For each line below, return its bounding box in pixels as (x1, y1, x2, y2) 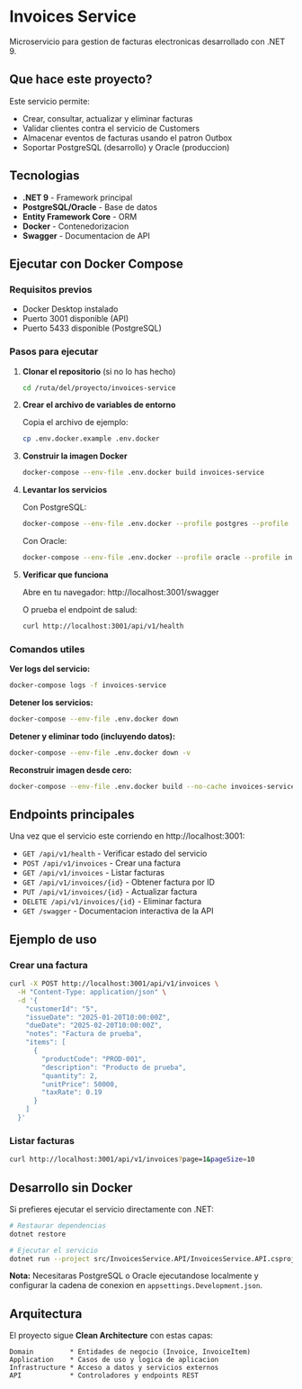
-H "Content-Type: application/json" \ (17, 987, 167, 996)
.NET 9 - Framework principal (22, 192, 133, 203)
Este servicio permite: (9, 95, 90, 106)
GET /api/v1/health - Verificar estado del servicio (22, 849, 208, 859)
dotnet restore (9, 1230, 67, 1239)
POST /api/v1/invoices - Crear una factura (22, 858, 182, 868)
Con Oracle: (22, 536, 67, 547)
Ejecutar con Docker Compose (9, 256, 184, 271)
